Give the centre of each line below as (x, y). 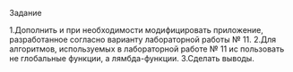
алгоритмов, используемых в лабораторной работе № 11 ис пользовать (147, 49)
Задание (26, 13)
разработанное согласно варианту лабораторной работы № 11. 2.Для (143, 40)
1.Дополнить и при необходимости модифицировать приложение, (137, 30)
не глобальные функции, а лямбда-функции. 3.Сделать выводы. (132, 58)
